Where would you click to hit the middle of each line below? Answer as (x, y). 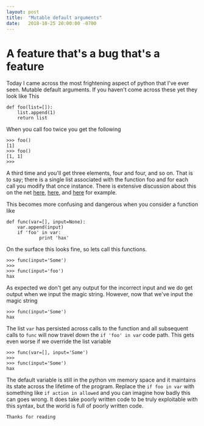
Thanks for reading (31, 417)
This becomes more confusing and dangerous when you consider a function (102, 204)
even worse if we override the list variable (59, 341)
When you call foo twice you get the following (64, 129)
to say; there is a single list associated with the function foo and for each (97, 180)
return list (32, 118)
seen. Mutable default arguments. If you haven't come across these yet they (102, 90)
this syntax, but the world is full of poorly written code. (75, 406)
